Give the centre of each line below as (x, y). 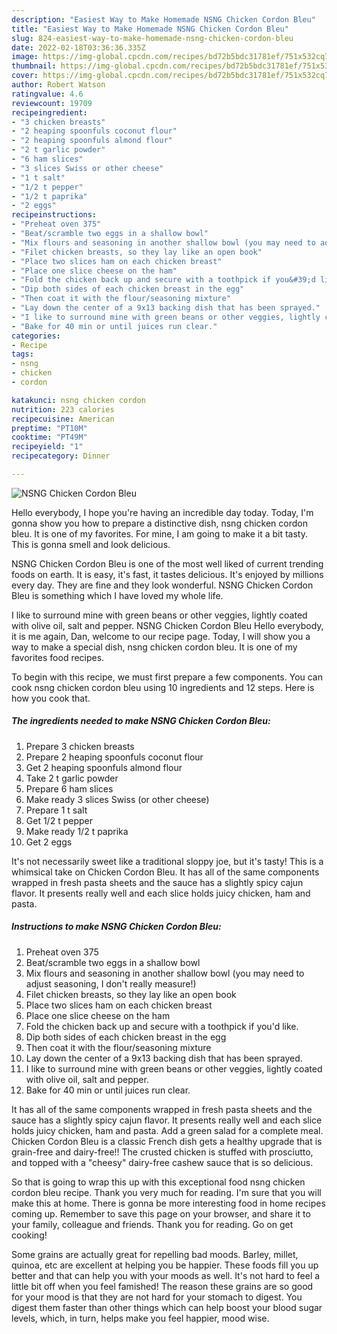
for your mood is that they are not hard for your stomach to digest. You (157, 1297)
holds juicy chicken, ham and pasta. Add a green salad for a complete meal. (167, 1130)
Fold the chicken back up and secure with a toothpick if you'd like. (162, 1026)
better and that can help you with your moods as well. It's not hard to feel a (166, 1275)
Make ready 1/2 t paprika (77, 831)
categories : (36, 336)
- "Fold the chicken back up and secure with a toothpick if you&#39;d (163, 280)
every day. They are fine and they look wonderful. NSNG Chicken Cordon (162, 585)
